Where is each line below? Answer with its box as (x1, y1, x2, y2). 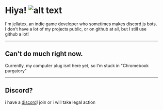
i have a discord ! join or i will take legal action (5, 99, 96, 105)
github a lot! (5, 31, 29, 37)
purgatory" (5, 68, 27, 74)
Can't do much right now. (5, 50, 83, 58)
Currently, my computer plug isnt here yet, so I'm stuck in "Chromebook (5, 63, 149, 68)
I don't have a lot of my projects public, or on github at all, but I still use (5, 26, 147, 31)
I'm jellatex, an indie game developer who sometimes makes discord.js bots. (5, 21, 157, 27)
